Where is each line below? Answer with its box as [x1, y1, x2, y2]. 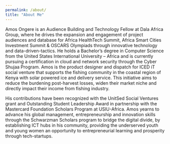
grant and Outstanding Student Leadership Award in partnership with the [5, 100, 157, 106]
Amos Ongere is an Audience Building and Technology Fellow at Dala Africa [5, 26, 163, 32]
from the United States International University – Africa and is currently [5, 53, 154, 59]
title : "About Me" [5, 12, 44, 17]
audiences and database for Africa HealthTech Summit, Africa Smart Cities [5, 37, 161, 43]
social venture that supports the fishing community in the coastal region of [5, 69, 161, 75]
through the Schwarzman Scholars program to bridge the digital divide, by [5, 117, 160, 123]
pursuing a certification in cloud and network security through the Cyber [5, 58, 157, 64]
